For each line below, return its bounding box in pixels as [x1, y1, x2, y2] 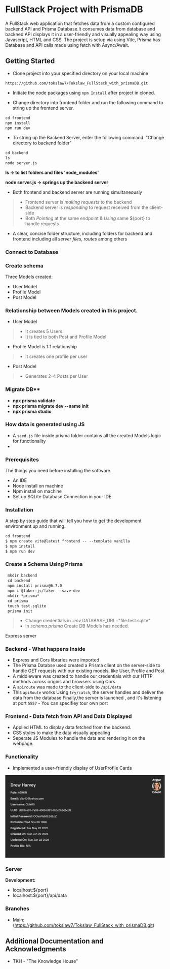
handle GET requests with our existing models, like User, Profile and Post [12, 668, 165, 674]
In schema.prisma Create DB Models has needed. [25, 623, 129, 629]
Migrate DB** [5, 386, 40, 393]
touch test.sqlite [7, 603, 47, 609]
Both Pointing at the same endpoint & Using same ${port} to [25, 215, 151, 221]
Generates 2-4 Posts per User [25, 373, 89, 379]
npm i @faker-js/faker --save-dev [7, 588, 80, 593]
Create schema [5, 262, 44, 269]
